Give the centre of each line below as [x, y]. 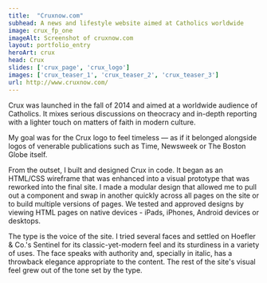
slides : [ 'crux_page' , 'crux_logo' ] [69, 68]
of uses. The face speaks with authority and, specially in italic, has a [120, 253]
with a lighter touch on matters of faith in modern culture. [102, 122]
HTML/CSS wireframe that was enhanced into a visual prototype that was [129, 178]
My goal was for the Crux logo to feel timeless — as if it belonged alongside [133, 137]
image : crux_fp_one [41, 30]
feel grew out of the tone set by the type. [75, 270]
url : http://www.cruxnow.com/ [59, 82]
